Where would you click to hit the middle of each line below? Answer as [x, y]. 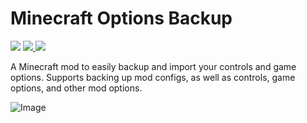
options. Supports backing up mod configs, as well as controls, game [153, 77]
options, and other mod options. [76, 88]
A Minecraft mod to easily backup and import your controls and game [153, 66]
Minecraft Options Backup [121, 18]
